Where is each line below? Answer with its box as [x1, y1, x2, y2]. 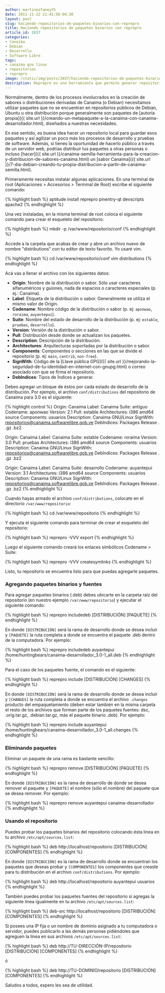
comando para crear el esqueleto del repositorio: [5, 216, 104, 222]
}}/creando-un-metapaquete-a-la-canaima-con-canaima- [41, 115, 159, 121]
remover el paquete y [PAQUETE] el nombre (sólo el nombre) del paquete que [5, 785, 160, 791]
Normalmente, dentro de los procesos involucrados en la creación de [5, 94, 145, 100]
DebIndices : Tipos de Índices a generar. [12, 374, 94, 380]
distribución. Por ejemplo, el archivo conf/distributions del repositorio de [5, 389, 156, 395]
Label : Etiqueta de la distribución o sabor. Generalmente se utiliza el [12, 295, 150, 301]
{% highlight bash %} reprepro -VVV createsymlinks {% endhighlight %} [5, 558, 152, 565]
